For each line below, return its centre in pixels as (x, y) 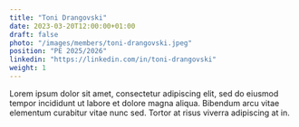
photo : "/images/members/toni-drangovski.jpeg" (101, 43)
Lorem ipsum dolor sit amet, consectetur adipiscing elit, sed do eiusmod (144, 93)
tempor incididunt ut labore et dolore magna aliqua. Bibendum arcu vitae (145, 103)
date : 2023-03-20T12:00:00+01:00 (72, 26)
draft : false (34, 34)
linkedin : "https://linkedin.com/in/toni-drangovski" (113, 59)
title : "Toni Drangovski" (58, 18)
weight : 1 (28, 68)
